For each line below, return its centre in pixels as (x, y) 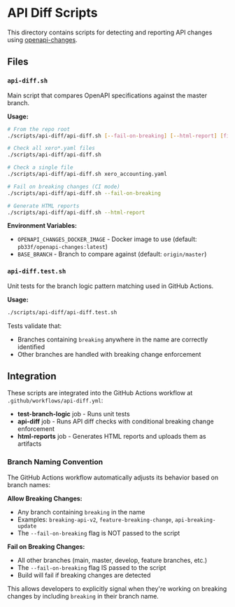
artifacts (29, 444)
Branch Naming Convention (55, 462)
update (27, 526)
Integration (32, 376)
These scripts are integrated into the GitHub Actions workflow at (100, 393)
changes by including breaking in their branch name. (83, 596)
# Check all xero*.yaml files (51, 149)
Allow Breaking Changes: (45, 498)
